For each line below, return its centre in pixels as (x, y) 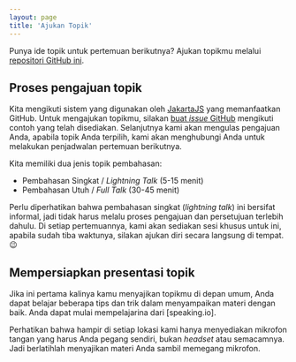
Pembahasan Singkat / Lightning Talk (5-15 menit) (113, 181)
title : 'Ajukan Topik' (51, 26)
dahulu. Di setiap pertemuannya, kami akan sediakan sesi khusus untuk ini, (145, 226)
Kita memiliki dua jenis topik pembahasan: (86, 163)
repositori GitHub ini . (47, 60)
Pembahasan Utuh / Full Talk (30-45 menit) (101, 190)
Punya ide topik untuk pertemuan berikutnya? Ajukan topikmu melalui (135, 50)
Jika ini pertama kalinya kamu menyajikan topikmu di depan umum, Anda (142, 294)
